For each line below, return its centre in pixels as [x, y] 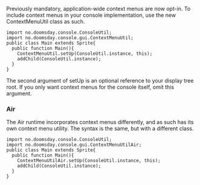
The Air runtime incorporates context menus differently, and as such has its [100, 122]
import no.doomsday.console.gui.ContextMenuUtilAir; [74, 145]
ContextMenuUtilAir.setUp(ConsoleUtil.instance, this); [89, 161]
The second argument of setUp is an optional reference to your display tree [100, 80]
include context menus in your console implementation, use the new [91, 15]
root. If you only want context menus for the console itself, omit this [90, 87]
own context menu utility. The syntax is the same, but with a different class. [100, 128]
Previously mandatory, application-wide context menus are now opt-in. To [98, 9]
